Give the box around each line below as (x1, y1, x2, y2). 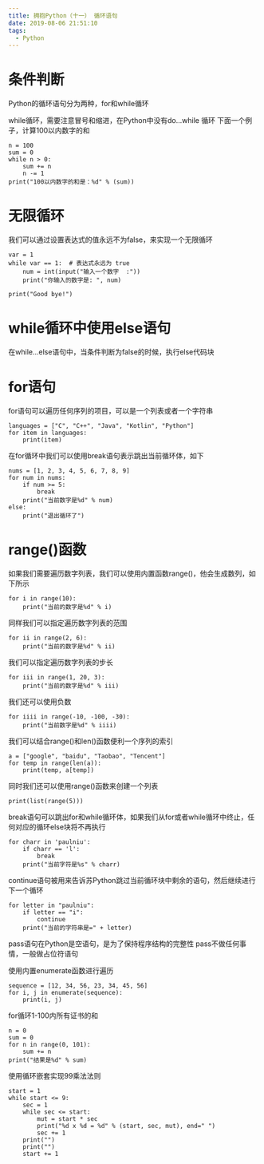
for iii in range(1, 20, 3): (8, 673, 105, 681)
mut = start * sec (37, 1115, 98, 1122)
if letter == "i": (22, 908, 84, 917)
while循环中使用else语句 (8, 319, 171, 338)
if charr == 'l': (22, 845, 81, 853)
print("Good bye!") (8, 291, 73, 299)
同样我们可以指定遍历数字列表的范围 (8, 618, 128, 628)
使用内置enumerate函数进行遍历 (8, 965, 114, 975)
